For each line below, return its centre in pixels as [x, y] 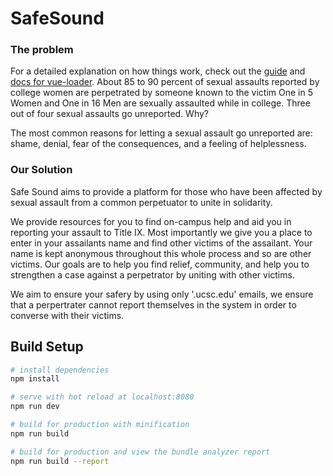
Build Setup [47, 347]
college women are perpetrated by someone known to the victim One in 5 [162, 93]
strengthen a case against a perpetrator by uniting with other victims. [152, 274]
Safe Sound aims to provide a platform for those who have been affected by [166, 191]
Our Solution [41, 170]
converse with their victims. [67, 315]
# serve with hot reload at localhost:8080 [102, 397]
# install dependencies [60, 370]
